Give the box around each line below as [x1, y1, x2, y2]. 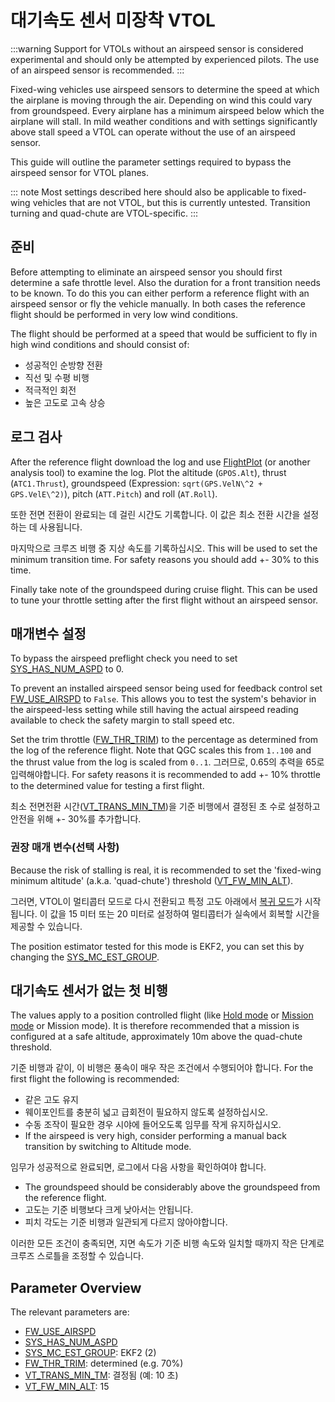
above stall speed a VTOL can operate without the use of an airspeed [10, 126, 296, 138]
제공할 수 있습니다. [10, 920, 83, 932]
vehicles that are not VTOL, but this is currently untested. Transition [32, 196, 311, 208]
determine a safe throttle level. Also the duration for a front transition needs [10, 276, 321, 288]
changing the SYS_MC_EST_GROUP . [10, 951, 160, 963]
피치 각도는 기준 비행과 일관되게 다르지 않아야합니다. [24, 1216, 228, 1228]
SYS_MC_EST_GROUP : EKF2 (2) [24, 1347, 157, 1359]
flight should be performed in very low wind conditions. [10, 308, 238, 320]
